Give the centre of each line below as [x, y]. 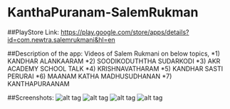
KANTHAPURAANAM [38, 83]
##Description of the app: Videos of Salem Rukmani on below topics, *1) [114, 53]
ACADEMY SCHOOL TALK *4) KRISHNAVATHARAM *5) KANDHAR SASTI [115, 68]
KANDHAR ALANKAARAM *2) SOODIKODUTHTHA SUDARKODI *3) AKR [114, 61]
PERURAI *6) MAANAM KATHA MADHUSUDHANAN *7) [90, 76]
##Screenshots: [31, 98]
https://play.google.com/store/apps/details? [125, 32]
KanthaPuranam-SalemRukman [103, 12]
